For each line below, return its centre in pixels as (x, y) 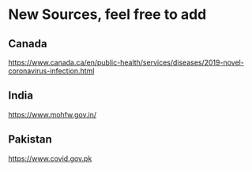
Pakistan (30, 139)
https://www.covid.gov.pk (50, 158)
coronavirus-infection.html (51, 71)
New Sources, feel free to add (107, 15)
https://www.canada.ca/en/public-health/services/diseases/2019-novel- (126, 62)
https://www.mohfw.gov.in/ (53, 114)
